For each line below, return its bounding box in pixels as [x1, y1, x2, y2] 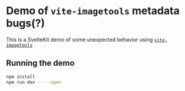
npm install [6, 73, 35, 80]
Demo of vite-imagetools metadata [6, 4, 180, 18]
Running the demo [6, 58, 75, 68]
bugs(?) [6, 16, 45, 30]
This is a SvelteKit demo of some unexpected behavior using [6, 36, 153, 43]
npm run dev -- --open [6, 79, 62, 85]
